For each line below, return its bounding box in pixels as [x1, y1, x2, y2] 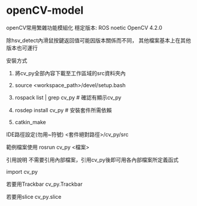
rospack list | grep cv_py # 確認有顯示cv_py [14, 94, 122, 101]
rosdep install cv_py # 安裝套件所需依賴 [14, 106, 112, 113]
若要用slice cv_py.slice [6, 193, 61, 200]
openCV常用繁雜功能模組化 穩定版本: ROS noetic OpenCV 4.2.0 [6, 24, 162, 31]
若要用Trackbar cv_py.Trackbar [6, 180, 83, 187]
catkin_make [14, 118, 47, 125]
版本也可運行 [6, 44, 38, 51]
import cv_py [6, 168, 38, 175]
